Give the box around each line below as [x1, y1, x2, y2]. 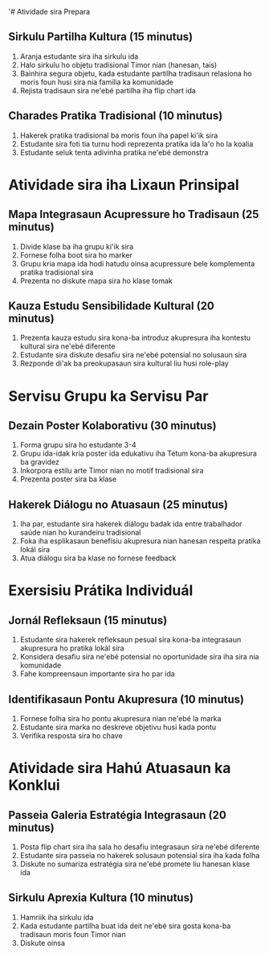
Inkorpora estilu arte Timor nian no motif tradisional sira [19, 466, 204, 476]
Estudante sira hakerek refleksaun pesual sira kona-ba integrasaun [19, 635, 242, 645]
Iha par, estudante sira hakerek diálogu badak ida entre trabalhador [19, 519, 243, 529]
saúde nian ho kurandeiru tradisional [19, 527, 141, 538]
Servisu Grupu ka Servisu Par [8, 386, 209, 405]
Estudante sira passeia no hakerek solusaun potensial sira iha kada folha [19, 851, 260, 861]
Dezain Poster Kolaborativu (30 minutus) [8, 419, 217, 433]
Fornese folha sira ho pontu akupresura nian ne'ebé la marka [19, 714, 222, 724]
